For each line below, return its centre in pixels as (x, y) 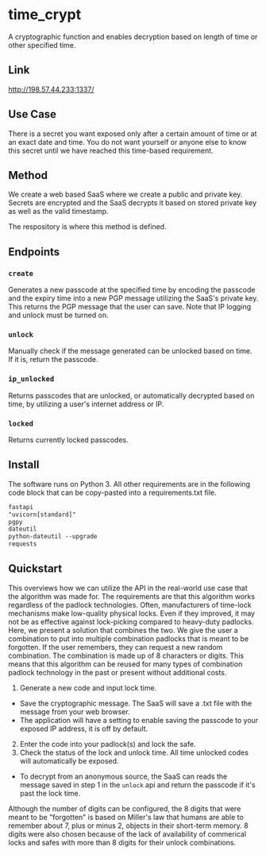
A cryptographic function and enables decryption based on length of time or (133, 37)
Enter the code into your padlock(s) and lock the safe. (108, 744)
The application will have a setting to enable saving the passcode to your (139, 720)
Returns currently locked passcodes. (68, 440)
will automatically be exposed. (69, 760)
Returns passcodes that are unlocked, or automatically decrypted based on (131, 395)
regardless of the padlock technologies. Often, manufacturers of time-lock (130, 604)
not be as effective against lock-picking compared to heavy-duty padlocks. (131, 621)
